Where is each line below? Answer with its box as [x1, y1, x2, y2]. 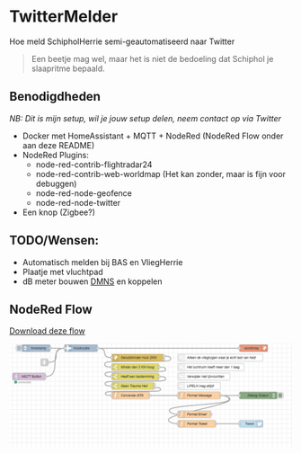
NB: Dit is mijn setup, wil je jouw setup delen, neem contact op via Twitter [9, 112, 281, 123]
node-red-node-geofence [35, 187, 132, 199]
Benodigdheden [9, 89, 102, 104]
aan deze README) [22, 139, 95, 150]
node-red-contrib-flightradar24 [35, 159, 153, 170]
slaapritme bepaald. [31, 63, 105, 74]
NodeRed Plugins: [22, 149, 90, 160]
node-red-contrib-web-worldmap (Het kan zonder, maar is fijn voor [35, 168, 286, 179]
